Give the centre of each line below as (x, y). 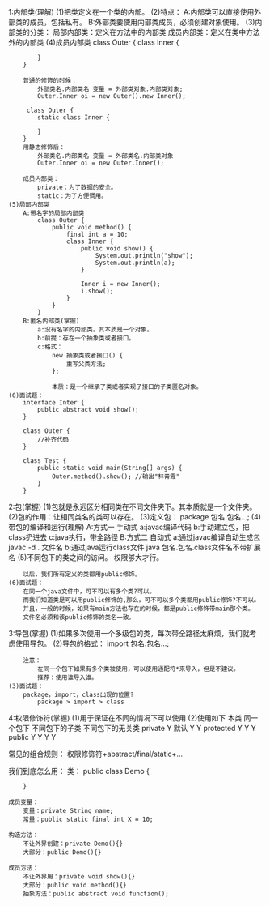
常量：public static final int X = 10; (88, 819)
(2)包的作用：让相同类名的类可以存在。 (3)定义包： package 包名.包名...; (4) (135, 517)
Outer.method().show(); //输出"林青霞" (116, 477)
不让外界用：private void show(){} (79, 877)
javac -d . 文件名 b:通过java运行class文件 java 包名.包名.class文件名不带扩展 (135, 547)
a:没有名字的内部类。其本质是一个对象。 (95, 330)
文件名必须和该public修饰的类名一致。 (79, 618)
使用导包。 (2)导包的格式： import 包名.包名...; (92, 643)
